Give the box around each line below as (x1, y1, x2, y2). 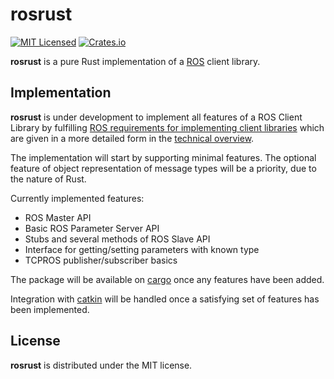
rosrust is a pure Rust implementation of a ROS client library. (10, 55, 261, 67)
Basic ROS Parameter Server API (24, 222, 160, 234)
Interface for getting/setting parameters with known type (24, 243, 260, 255)
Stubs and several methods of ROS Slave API (24, 233, 211, 245)
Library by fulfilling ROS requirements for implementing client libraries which (10, 121, 325, 133)
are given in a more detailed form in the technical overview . (10, 132, 255, 144)
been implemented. (10, 303, 90, 315)
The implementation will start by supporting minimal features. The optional (10, 151, 317, 163)
